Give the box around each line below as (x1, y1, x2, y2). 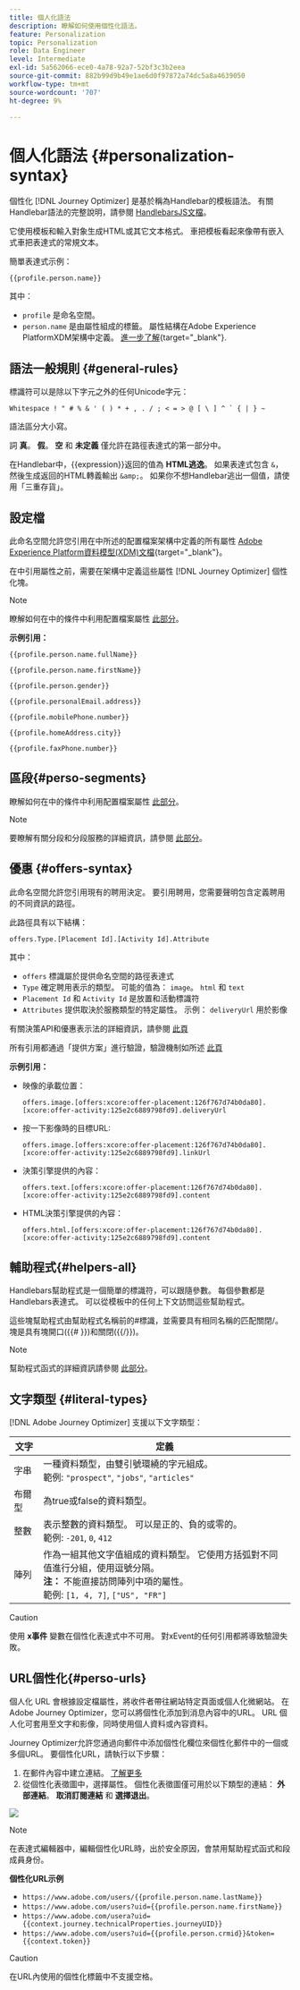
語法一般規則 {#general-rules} (9, 361, 179, 376)
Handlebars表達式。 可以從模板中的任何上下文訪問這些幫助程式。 (9, 1297, 250, 1307)
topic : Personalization (9, 38, 98, 47)
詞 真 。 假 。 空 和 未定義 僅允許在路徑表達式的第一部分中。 (9, 440, 226, 451)
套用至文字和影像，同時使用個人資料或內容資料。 (32, 1719, 212, 1729)
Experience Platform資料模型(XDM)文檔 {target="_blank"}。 (9, 547, 228, 557)
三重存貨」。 (24, 481, 69, 492)
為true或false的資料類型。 (43, 1495, 152, 1508)
